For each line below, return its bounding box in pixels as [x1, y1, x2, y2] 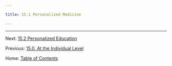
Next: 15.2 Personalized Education [5, 35, 78, 41]
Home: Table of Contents [5, 55, 58, 61]
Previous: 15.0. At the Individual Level [5, 45, 84, 51]
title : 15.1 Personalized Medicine [5, 12, 81, 17]
